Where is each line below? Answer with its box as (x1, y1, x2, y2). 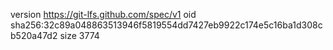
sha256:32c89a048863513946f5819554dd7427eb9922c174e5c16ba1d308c (10, 19, 323, 31)
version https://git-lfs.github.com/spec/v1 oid (10, 9, 197, 20)
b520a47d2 (10, 30, 58, 41)
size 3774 (59, 30, 100, 41)
